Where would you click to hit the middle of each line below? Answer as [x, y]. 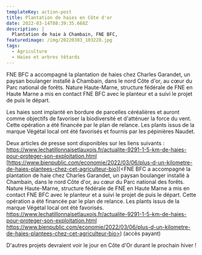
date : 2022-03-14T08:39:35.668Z [47, 23]
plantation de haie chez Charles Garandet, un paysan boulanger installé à [98, 175]
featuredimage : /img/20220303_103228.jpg [59, 40]
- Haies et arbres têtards [46, 57]
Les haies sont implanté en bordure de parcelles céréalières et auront [93, 112]
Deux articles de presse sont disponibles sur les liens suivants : [86, 143]
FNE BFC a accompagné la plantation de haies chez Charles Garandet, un [98, 74]
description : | [25, 29]
